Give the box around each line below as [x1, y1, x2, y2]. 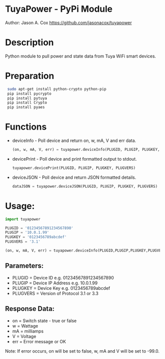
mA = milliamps [12, 328, 44, 334]
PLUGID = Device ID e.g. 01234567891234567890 [12, 275, 114, 280]
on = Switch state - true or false [12, 318, 77, 324]
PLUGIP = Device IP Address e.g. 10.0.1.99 [12, 280, 98, 286]
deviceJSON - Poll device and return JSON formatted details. [12, 174, 137, 180]
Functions [5, 121, 47, 133]
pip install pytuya [7, 96, 48, 101]
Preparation [5, 70, 55, 82]
